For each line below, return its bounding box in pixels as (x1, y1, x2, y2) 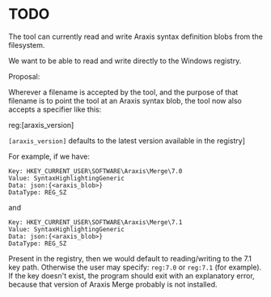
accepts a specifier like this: (8, 104, 102, 114)
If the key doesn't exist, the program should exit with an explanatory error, (8, 270, 255, 280)
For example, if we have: (8, 151, 91, 161)
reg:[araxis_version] (8, 120, 74, 129)
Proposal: (8, 71, 40, 81)
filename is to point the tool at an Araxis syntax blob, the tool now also (8, 95, 243, 105)
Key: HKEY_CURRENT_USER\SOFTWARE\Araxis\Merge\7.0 (8, 167, 183, 175)
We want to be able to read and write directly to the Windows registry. (8, 56, 242, 66)
